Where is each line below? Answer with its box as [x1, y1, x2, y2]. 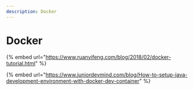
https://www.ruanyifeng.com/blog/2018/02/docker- [45, 54, 171, 61]
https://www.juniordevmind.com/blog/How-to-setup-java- [45, 71, 188, 78]
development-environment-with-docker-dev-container [6, 77, 139, 84]
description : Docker [6, 8, 58, 15]
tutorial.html [6, 59, 36, 66]
